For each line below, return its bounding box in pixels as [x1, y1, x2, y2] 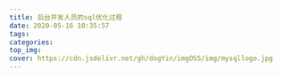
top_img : [9, 46, 42, 55]
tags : [9, 29, 29, 38]
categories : [9, 37, 54, 47]
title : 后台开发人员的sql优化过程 [9, 12, 123, 22]
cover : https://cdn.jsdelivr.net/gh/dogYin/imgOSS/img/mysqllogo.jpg [9, 54, 274, 63]
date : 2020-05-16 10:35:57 [9, 21, 110, 30]
